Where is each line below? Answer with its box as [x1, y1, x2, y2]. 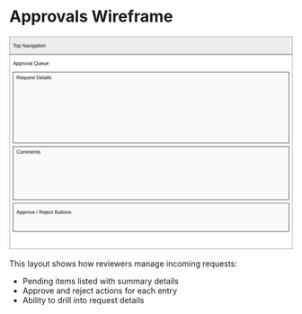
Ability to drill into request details [22, 294, 145, 305]
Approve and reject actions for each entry [22, 285, 178, 296]
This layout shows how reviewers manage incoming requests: [9, 258, 238, 269]
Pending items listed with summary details [22, 275, 180, 286]
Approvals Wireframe [9, 6, 173, 27]
